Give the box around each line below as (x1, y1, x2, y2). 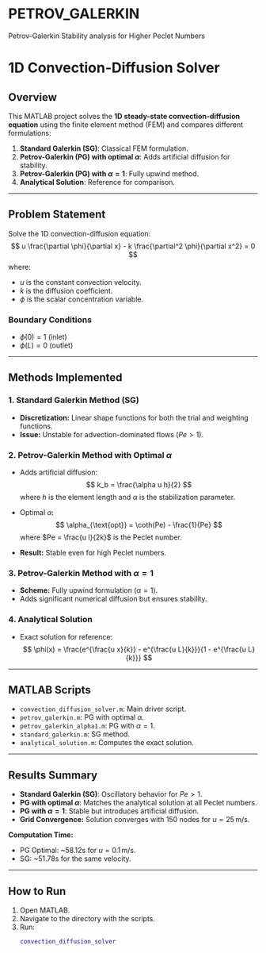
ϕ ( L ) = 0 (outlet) (19, 340, 74, 350)
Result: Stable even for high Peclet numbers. (19, 548, 167, 558)
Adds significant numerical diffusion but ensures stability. (19, 594, 207, 604)
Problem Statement (8, 208, 106, 221)
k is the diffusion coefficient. (19, 286, 113, 295)
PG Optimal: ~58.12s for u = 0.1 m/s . (19, 846, 136, 855)
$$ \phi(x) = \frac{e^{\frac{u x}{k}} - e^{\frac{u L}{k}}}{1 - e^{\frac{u (22, 644, 247, 654)
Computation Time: (8, 830, 74, 840)
